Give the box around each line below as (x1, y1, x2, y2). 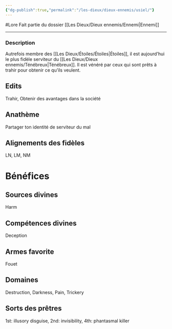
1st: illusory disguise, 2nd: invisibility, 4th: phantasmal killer (5, 318, 130, 324)
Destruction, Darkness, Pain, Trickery (5, 289, 84, 295)
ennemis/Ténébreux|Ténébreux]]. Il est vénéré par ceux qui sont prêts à (5, 61, 157, 68)
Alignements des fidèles (5, 139, 85, 147)
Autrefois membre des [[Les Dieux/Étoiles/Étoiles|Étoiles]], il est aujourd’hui (5, 51, 165, 57)
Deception (5, 232, 27, 238)
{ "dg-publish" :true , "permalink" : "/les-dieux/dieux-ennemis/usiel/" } (5, 7, 155, 13)
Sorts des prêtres (5, 304, 62, 313)
